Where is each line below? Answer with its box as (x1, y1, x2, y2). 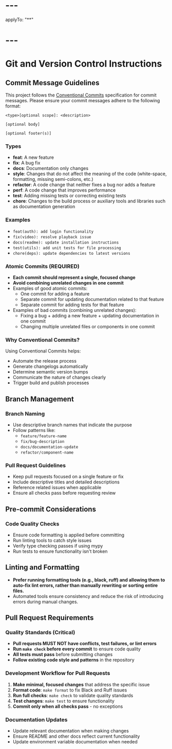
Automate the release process (12, 358, 77, 364)
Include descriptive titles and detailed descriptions (12, 479, 120, 485)
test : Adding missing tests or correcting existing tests (12, 193, 126, 199)
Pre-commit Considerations (5, 504, 97, 513)
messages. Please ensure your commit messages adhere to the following (5, 98, 160, 104)
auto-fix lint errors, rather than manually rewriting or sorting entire (12, 582, 158, 588)
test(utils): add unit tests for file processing (12, 245, 122, 251)
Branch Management (5, 395, 74, 403)
